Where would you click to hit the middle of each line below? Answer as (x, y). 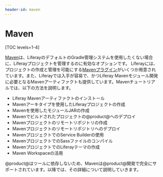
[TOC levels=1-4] (22, 47)
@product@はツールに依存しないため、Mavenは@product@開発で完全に (79, 163)
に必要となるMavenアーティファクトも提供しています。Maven (67, 81)
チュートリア (142, 81)
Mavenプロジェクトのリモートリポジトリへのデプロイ (66, 128)
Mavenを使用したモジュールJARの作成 (51, 110)
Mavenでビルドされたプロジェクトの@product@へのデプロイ (74, 116)
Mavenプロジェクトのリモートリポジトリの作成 (60, 122)
